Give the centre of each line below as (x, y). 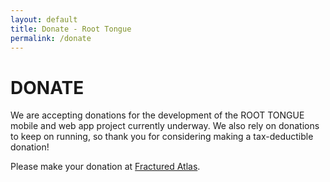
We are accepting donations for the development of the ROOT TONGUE (157, 115)
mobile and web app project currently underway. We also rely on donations (165, 126)
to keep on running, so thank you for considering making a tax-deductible (162, 137)
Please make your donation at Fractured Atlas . (105, 167)
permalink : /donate (51, 38)
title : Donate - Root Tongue (71, 29)
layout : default (44, 19)
